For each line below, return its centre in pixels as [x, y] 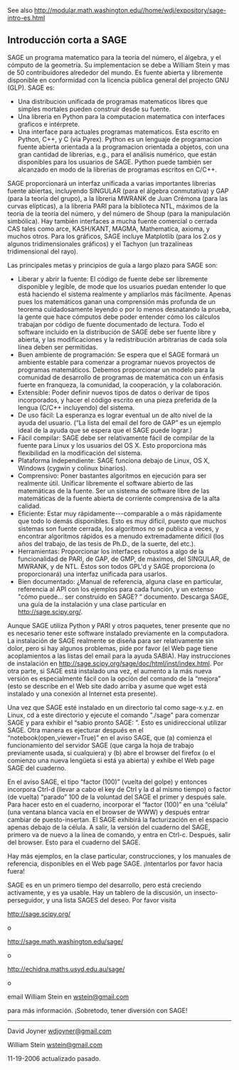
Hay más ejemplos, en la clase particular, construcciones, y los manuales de [119, 856]
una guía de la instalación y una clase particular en [92, 604]
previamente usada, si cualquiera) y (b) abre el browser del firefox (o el [111, 752]
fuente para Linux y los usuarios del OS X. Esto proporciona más [112, 445]
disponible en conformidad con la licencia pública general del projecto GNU [118, 80]
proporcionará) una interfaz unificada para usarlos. [92, 574]
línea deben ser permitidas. [58, 347]
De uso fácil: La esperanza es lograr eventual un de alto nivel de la [115, 415]
